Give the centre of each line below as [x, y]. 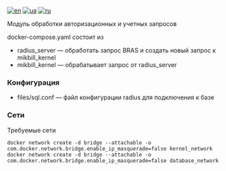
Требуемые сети [32, 130]
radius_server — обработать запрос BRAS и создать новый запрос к [116, 50]
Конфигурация [34, 82]
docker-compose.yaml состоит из [55, 37]
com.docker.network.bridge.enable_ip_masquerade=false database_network [113, 161]
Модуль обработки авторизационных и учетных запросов [92, 24]
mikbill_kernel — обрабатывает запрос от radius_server [97, 65]
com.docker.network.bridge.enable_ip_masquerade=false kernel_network [110, 148]
